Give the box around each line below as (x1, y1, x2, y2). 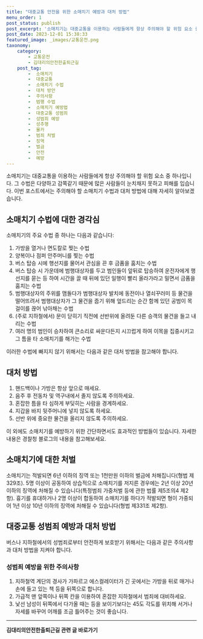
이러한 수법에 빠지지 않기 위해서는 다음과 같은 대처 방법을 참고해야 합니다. (6, 348, 179, 355)
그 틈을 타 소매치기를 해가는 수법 (14, 335, 91, 342)
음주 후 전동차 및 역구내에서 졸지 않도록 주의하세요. (14, 392, 135, 399)
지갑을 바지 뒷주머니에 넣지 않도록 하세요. (14, 407, 112, 414)
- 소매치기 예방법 (28, 104, 68, 111)
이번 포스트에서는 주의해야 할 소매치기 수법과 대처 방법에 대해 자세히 (14, 187, 174, 195)
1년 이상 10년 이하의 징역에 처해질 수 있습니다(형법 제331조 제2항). (12, 502, 168, 509)
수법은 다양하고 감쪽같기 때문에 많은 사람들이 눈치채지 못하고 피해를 (20, 180, 179, 187)
